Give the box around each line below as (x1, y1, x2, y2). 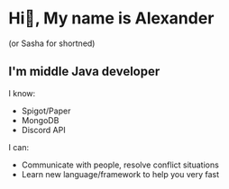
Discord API (21, 124, 66, 135)
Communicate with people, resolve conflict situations (21, 159, 220, 170)
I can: (8, 141, 29, 152)
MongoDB (21, 114, 60, 125)
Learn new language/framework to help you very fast (21, 168, 220, 179)
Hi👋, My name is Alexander (8, 8, 215, 29)
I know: (8, 87, 36, 98)
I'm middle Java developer (8, 64, 160, 79)
